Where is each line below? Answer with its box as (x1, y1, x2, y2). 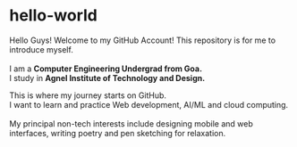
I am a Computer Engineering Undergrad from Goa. (9, 63, 203, 74)
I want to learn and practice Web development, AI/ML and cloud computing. (9, 99, 289, 110)
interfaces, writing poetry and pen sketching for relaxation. (9, 127, 226, 138)
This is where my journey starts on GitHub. (9, 90, 167, 101)
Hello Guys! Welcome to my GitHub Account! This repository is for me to (9, 35, 276, 45)
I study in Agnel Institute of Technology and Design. (9, 72, 206, 83)
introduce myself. (9, 44, 73, 54)
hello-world (9, 5, 98, 26)
